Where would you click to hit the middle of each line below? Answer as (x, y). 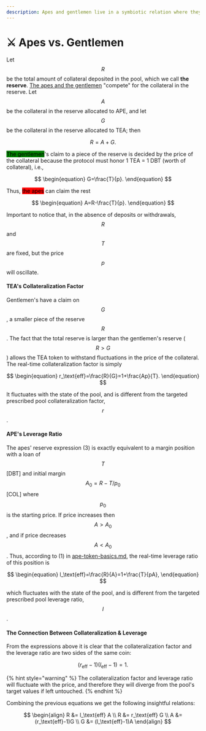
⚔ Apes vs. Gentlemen (65, 42)
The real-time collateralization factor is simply (64, 364)
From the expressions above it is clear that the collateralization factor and (99, 646)
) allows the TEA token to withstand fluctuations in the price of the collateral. (103, 358)
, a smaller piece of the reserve (46, 319)
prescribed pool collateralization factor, (56, 401)
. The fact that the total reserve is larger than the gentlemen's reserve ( (96, 338)
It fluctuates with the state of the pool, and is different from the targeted (97, 394)
